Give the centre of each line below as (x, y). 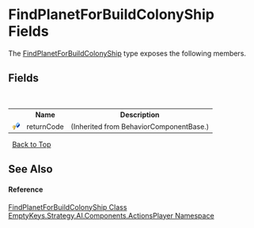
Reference (26, 189)
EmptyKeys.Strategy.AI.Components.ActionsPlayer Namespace (112, 215)
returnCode (45, 126)
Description (140, 115)
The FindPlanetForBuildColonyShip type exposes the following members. (127, 53)
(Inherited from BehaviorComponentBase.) (140, 126)
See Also (30, 169)
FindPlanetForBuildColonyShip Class (68, 207)
